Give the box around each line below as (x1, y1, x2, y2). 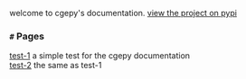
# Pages (9, 30, 45, 42)
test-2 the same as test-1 (9, 60, 102, 71)
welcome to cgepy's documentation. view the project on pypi (9, 8, 238, 18)
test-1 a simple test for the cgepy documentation (9, 50, 191, 61)
